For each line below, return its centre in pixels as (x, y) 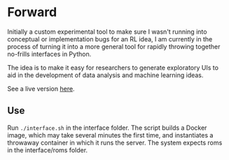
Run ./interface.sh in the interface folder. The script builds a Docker (107, 128)
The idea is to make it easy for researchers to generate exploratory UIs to (113, 67)
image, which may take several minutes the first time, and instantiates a (110, 135)
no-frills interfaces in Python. (49, 54)
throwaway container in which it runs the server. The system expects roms (115, 142)
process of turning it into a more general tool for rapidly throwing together (114, 46)
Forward (32, 12)
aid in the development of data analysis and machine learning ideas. (105, 75)
